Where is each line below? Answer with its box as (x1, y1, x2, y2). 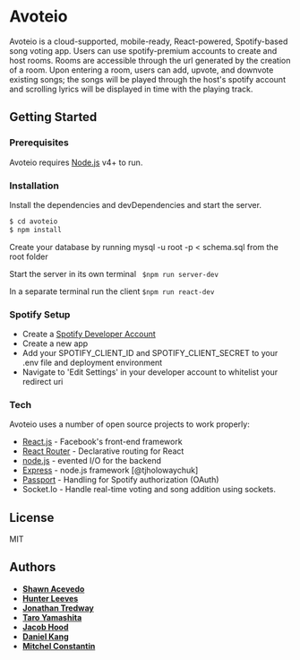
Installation (9, 179, 60, 192)
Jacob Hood (21, 621, 69, 632)
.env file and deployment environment (21, 357, 163, 368)
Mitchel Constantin (21, 640, 96, 651)
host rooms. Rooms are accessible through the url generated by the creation (9, 55, 291, 65)
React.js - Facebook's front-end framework (21, 437, 183, 447)
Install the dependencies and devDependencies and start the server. (9, 199, 262, 210)
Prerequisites (9, 136, 69, 149)
